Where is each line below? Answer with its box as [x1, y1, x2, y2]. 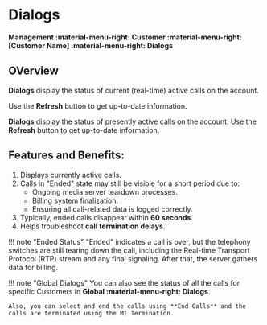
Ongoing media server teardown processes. [31, 187, 179, 196]
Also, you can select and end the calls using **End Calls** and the [8, 302, 247, 311]
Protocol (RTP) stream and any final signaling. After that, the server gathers [8, 253, 258, 263]
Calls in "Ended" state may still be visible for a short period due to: [19, 179, 240, 188]
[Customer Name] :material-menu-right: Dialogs [8, 40, 174, 50]
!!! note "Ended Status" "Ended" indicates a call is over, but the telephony [8, 237, 251, 246]
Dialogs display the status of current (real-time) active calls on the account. [8, 85, 260, 95]
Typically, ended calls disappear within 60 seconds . [19, 212, 193, 222]
